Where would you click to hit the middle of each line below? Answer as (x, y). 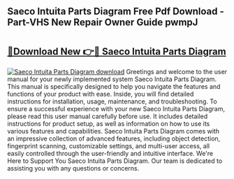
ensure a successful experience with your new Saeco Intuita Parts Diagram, (116, 109)
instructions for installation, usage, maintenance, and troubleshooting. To (112, 101)
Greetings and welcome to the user (177, 72)
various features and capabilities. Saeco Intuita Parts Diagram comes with (114, 131)
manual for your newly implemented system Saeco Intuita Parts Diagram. (112, 79)
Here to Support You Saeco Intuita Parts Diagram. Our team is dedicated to (115, 161)
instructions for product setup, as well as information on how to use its (109, 124)
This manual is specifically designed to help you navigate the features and (114, 86)
